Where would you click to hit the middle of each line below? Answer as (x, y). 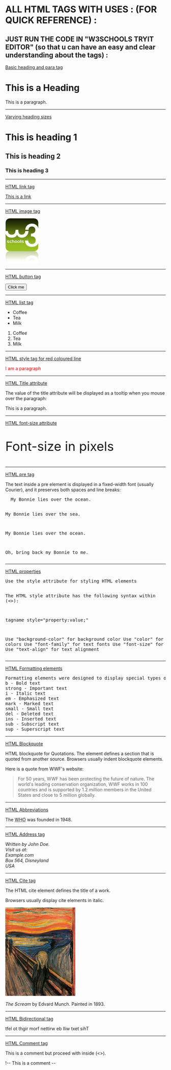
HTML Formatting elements (34, 668)
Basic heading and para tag (34, 67)
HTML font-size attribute (31, 423)
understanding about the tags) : (57, 55)
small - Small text (30, 709)
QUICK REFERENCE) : (51, 20)
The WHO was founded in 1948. (39, 819)
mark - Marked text (30, 703)
